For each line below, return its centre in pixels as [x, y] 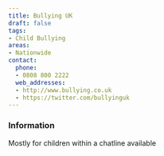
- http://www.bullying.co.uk [64, 90]
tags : [17, 30]
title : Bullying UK [41, 16]
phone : [26, 68]
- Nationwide [30, 53]
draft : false [30, 23]
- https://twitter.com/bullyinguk [72, 98]
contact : [23, 61]
